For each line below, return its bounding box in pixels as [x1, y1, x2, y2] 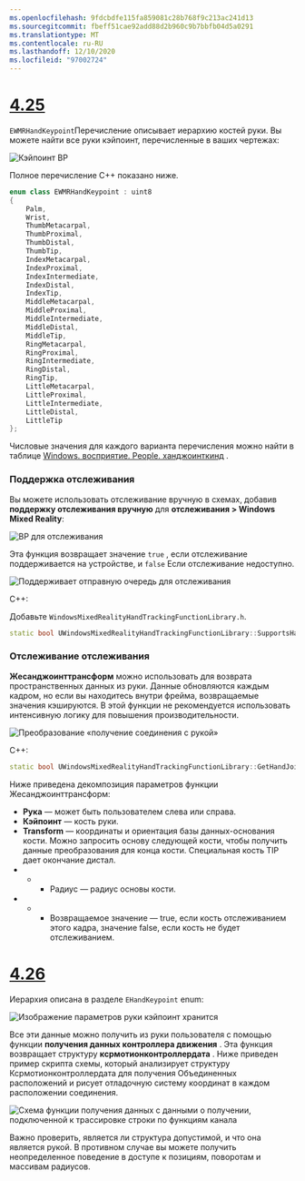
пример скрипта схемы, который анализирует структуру [9, 1057, 231, 1069]
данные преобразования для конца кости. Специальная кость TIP [22, 844, 280, 855]
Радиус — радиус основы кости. [49, 883, 176, 894]
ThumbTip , [25, 247, 64, 256]
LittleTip [25, 416, 64, 425]
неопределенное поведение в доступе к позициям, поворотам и [9, 1151, 261, 1162]
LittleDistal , [25, 407, 79, 417]
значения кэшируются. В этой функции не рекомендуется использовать [9, 700, 290, 711]
